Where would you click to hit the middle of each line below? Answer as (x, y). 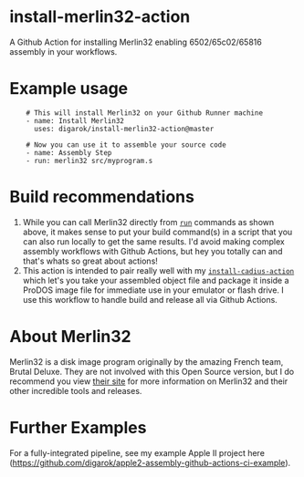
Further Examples (78, 427)
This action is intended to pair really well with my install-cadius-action (158, 270)
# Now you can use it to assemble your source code (126, 145)
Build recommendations (102, 197)
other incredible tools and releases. (76, 390)
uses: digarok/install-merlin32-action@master (124, 129)
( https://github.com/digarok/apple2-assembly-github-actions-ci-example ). (150, 462)
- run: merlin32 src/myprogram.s (89, 161)
